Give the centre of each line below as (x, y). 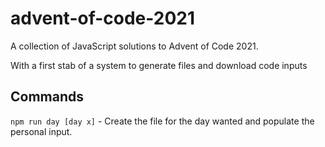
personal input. (41, 131)
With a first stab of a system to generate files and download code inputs (159, 65)
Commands (47, 97)
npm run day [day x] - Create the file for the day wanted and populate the (162, 121)
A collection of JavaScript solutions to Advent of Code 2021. (134, 46)
